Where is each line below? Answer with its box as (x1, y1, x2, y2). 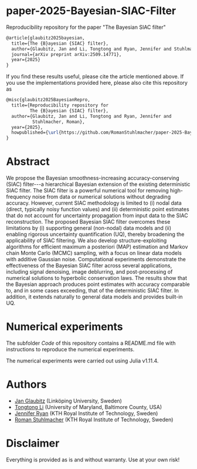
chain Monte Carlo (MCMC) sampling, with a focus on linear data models (6, 250, 182, 257)
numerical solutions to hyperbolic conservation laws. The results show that (6, 275, 188, 282)
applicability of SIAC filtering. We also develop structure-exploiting (6, 237, 167, 244)
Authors (6, 378, 47, 391)
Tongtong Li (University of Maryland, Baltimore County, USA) (14, 404, 162, 410)
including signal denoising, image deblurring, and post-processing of (6, 268, 173, 275)
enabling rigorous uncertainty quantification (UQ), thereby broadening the (6, 231, 185, 238)
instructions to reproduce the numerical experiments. (6, 346, 135, 353)
